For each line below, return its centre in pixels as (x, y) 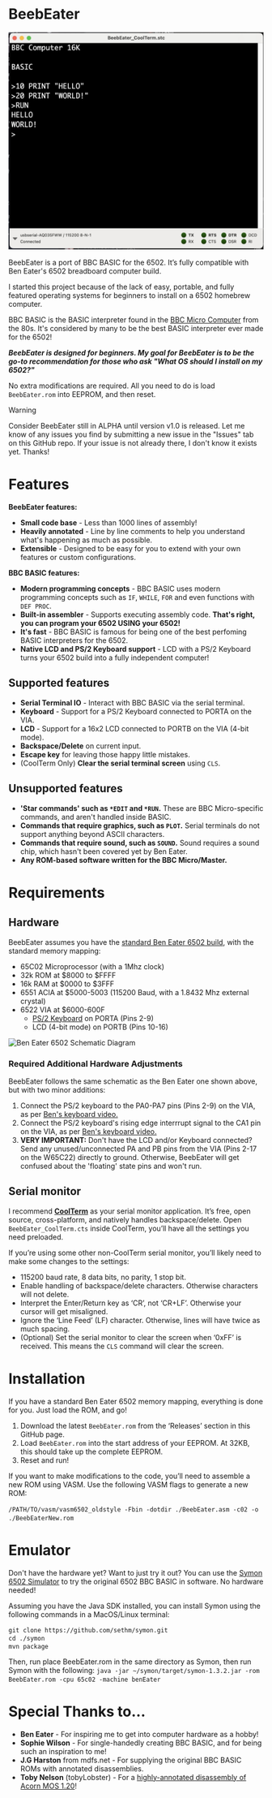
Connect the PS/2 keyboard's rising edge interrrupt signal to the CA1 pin (140, 1123)
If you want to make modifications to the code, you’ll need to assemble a (130, 1476)
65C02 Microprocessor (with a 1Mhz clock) (92, 966)
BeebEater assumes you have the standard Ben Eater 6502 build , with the (131, 942)
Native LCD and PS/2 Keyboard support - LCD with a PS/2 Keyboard (135, 649)
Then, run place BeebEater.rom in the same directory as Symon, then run (130, 1662)
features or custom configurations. (78, 558)
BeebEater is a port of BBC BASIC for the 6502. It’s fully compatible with (129, 263)
